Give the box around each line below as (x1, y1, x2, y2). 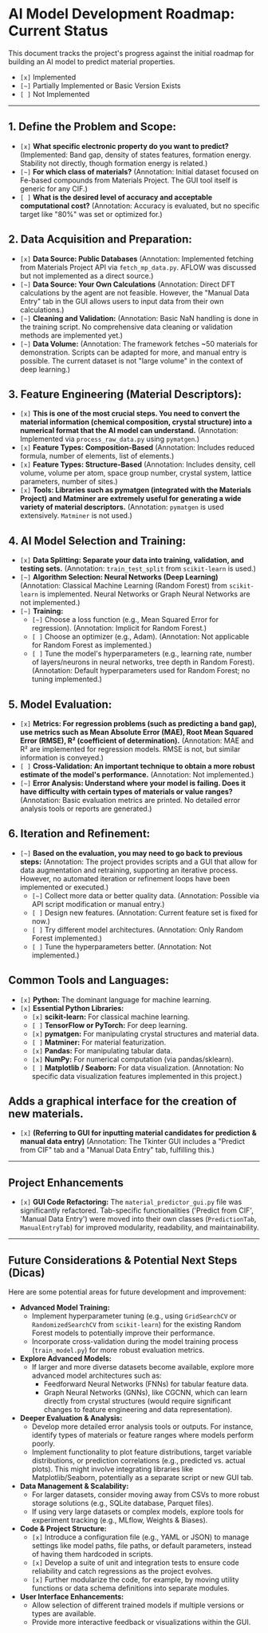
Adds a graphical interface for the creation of (8, 1094, 237, 1109)
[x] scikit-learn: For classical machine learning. (31, 1012, 190, 1021)
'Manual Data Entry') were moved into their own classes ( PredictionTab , (19, 1214, 257, 1224)
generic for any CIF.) (19, 183, 88, 193)
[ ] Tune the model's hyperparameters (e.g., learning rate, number (31, 649, 253, 659)
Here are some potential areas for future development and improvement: (8, 1287, 246, 1297)
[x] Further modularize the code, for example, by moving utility (31, 1575, 239, 1585)
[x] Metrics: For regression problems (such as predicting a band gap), (19, 719, 257, 728)
